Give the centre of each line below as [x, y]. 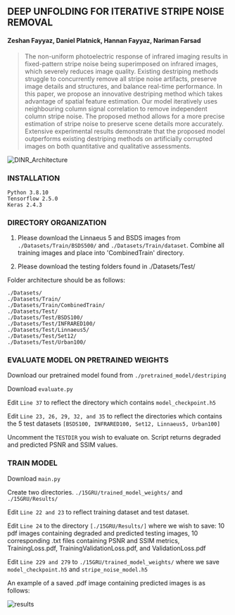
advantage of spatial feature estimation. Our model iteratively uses [121, 101]
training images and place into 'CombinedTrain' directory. [101, 253]
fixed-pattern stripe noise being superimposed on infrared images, [121, 63]
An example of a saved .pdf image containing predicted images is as [107, 583]
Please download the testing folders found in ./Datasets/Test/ [106, 266]
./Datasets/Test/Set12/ [42, 336]
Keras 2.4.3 [25, 205]
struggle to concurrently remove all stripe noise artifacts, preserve [120, 79]
